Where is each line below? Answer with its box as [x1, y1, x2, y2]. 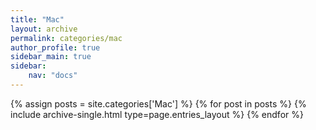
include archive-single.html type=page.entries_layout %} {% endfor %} [10, 108, 304, 120]
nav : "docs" [28, 71, 78, 81]
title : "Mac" [10, 14, 65, 25]
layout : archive [10, 24, 78, 34]
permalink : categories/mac [10, 33, 123, 43]
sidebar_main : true [10, 52, 92, 62]
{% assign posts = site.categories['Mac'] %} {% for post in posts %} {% [10, 97, 307, 110]
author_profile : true [10, 42, 101, 53]
